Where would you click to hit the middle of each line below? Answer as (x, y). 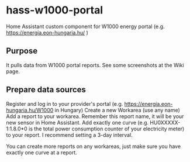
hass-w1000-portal (55, 10)
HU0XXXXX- (165, 122)
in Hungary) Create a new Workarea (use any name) (117, 110)
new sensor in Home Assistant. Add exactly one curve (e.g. (77, 122)
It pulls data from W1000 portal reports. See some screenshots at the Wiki (95, 65)
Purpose (22, 51)
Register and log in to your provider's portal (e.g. (65, 104)
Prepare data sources (46, 90)
